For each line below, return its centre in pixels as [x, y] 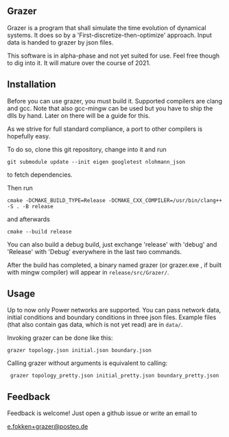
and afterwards [28, 219]
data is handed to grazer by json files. [60, 42]
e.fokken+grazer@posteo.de [48, 427]
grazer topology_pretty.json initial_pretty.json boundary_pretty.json [114, 376]
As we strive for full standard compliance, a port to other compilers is [105, 129]
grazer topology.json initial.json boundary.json [80, 351]
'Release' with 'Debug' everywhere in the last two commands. [94, 251]
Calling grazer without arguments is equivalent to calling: [87, 363]
